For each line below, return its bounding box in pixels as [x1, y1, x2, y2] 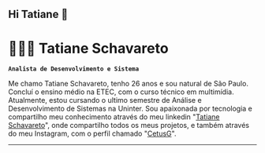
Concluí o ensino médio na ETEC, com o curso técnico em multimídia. [8, 87, 234, 97]
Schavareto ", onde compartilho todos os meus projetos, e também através [8, 121, 250, 130]
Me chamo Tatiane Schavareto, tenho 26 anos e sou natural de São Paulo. [8, 79, 248, 89]
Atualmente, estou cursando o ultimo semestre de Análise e [8, 96, 203, 105]
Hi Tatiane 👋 [8, 8, 69, 21]
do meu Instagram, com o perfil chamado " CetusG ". [8, 129, 177, 138]
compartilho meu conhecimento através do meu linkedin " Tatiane [8, 112, 220, 122]
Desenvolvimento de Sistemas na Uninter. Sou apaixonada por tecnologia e [8, 104, 252, 114]
